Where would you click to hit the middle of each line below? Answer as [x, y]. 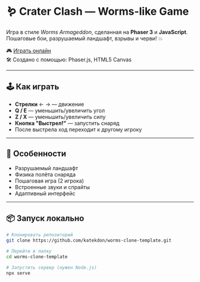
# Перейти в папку [29, 251]
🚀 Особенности [36, 154]
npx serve [18, 273]
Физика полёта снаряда [45, 174]
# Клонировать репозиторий [40, 235]
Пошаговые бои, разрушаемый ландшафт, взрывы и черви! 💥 [85, 38]
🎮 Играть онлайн [29, 51]
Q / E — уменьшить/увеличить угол [60, 110]
